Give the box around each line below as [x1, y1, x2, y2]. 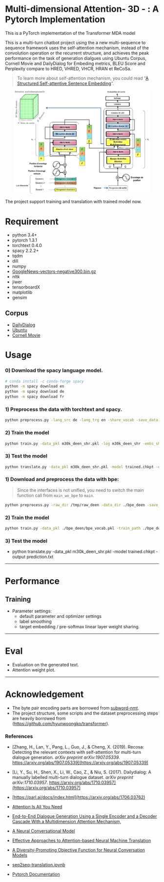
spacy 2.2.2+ [12, 248, 39, 254]
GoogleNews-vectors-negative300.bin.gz [12, 268, 96, 274]
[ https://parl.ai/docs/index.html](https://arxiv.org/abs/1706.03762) [12, 794, 145, 801]
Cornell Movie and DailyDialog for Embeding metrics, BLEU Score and [5, 60, 145, 66]
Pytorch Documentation [12, 871, 60, 877]
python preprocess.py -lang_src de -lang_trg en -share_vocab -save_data [5, 418, 159, 423]
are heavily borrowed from [12, 716, 66, 722]
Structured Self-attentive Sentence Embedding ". [17, 80, 114, 86]
